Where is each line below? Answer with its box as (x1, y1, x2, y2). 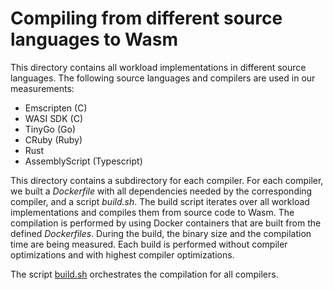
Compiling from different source (10, 7, 283, 30)
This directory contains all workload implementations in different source (10, 61, 307, 73)
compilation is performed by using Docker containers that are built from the (10, 217, 322, 229)
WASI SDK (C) (24, 112, 84, 124)
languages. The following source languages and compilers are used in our (10, 72, 316, 84)
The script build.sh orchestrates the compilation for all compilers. (10, 268, 279, 280)
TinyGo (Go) (24, 123, 76, 135)
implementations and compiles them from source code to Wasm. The (10, 206, 295, 218)
